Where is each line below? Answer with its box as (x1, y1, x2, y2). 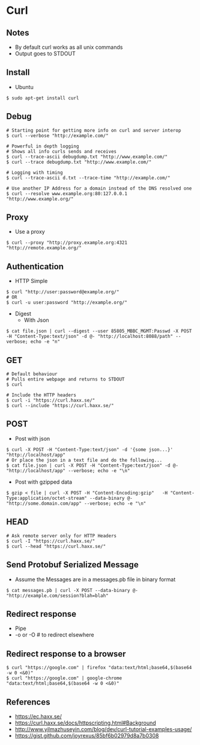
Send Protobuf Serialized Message (6, 560, 139, 570)
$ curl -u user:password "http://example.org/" (6, 299, 128, 306)
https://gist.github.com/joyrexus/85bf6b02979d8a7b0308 (14, 732, 159, 739)
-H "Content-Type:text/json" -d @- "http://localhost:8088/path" (6, 334, 173, 340)
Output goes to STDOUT (14, 50, 76, 57)
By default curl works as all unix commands (14, 43, 123, 51)
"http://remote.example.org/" (6, 245, 82, 251)
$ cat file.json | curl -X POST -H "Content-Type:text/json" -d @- (6, 462, 179, 469)
